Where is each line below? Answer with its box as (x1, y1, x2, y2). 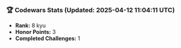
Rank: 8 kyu (15, 22, 46, 29)
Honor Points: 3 (15, 29, 56, 36)
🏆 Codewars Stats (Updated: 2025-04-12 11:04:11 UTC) (6, 5, 175, 14)
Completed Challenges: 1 (15, 35, 80, 42)
